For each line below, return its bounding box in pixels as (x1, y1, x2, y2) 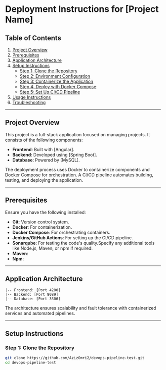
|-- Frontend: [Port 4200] (5, 288, 61, 293)
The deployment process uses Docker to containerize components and (5, 166, 150, 172)
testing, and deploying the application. (5, 177, 83, 183)
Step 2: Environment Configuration (19, 73, 90, 79)
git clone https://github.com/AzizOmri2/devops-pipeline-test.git (5, 356, 145, 361)
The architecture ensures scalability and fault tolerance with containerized (5, 305, 157, 311)
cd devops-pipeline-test (5, 360, 56, 365)
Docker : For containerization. (12, 224, 72, 230)
